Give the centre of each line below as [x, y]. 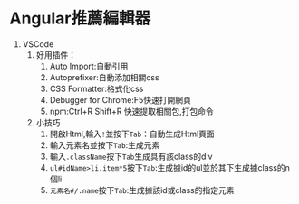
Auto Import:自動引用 [89, 66]
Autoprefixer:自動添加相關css [105, 77]
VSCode [38, 44]
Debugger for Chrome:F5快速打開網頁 [121, 99]
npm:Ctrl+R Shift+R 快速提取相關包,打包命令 [132, 111]
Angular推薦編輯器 [80, 19]
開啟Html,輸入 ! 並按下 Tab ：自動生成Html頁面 [132, 134]
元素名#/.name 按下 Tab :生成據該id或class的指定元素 [142, 190]
